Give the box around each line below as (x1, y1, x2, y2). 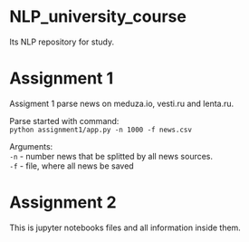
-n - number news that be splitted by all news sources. (9, 150, 214, 161)
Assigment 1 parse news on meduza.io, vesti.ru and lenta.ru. (9, 98, 235, 109)
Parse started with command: (9, 115, 120, 126)
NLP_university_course (9, 6, 187, 27)
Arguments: (9, 140, 53, 151)
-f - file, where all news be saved (9, 160, 134, 171)
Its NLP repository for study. (9, 36, 115, 47)
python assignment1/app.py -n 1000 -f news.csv (9, 125, 193, 134)
